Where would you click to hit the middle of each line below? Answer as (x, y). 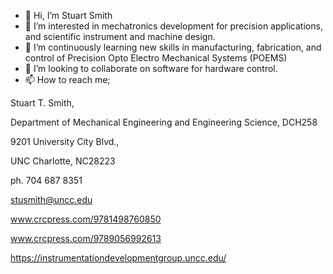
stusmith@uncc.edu (51, 199)
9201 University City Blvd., (65, 141)
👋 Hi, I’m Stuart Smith (68, 15)
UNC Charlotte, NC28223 (63, 161)
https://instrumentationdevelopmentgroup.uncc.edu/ (118, 258)
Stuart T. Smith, (42, 103)
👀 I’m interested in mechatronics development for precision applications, (173, 26)
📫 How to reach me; (67, 79)
